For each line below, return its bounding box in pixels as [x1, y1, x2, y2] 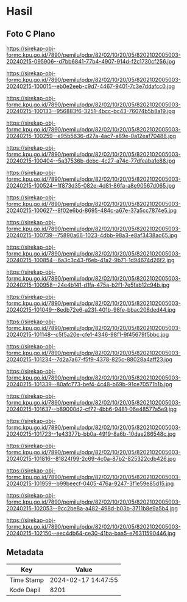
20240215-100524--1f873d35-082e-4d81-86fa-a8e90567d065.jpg [6, 182, 175, 189]
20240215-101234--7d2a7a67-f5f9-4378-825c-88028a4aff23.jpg [6, 356, 172, 363]
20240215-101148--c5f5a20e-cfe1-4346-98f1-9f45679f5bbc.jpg [6, 331, 169, 338]
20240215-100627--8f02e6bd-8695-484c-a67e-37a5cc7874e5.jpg [6, 207, 177, 214]
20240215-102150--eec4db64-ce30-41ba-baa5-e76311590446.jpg [6, 530, 176, 537]
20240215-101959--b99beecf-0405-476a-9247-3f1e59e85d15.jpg [6, 480, 174, 487]
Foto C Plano [6, 29, 55, 39]
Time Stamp [9, 576, 44, 584]
